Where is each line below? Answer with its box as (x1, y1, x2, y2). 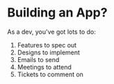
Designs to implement (17, 48, 80, 56)
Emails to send (17, 55, 60, 63)
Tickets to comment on (17, 70, 83, 78)
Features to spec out (17, 41, 77, 49)
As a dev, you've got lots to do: (7, 28, 96, 36)
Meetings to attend (17, 63, 72, 71)
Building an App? (7, 5, 108, 21)
